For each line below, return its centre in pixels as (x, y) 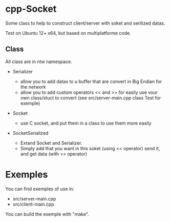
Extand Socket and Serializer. (51, 143)
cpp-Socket (31, 9)
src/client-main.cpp (34, 204)
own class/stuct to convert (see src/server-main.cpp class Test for (91, 97)
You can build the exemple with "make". (47, 214)
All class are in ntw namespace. (39, 62)
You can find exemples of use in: (40, 189)
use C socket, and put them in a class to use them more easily (86, 123)
